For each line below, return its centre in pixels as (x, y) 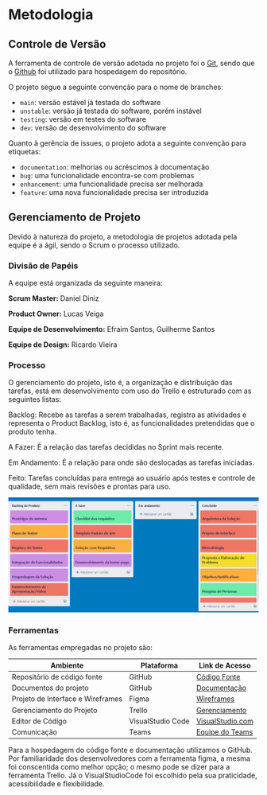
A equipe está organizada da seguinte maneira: (85, 283)
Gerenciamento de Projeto (75, 218)
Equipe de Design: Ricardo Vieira (63, 345)
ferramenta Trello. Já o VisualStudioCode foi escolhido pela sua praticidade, (133, 775)
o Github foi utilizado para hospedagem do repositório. (98, 72)
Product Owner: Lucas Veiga (56, 314)
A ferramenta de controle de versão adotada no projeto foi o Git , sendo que (132, 63)
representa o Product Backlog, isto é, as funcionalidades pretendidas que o (132, 423)
